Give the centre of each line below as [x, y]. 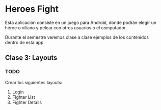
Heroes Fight [32, 9]
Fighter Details [27, 102]
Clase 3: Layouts [31, 58]
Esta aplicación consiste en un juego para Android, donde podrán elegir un [81, 22]
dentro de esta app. [25, 42]
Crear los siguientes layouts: [34, 82]
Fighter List [24, 97]
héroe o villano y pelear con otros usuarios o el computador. [66, 27]
